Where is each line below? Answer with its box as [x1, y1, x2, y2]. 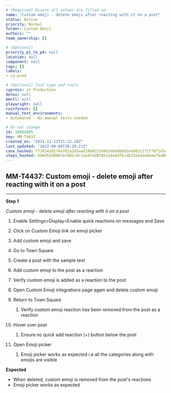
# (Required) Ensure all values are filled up [6, 7, 106, 13]
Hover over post [13, 321, 47, 328]
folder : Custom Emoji [6, 26, 52, 32]
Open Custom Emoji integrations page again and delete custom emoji [13, 287, 158, 293]
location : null [6, 54, 38, 59]
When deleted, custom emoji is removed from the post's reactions [13, 376, 151, 382]
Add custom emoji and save [13, 237, 72, 244]
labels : [6, 69, 22, 74]
